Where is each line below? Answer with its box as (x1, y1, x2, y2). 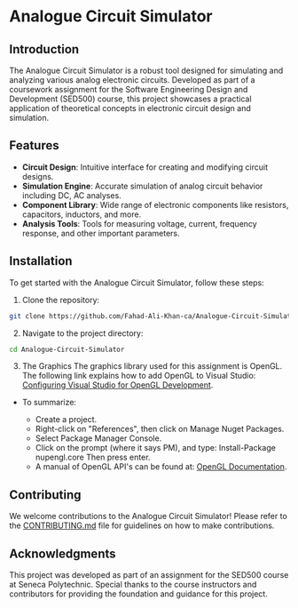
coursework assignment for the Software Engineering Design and (9, 84, 248, 94)
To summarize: (21, 397, 77, 408)
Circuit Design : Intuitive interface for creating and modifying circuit (21, 162, 269, 172)
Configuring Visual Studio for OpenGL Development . (21, 380, 214, 390)
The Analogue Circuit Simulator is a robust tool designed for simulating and (9, 65, 284, 76)
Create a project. (35, 414, 98, 425)
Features (9, 138, 59, 153)
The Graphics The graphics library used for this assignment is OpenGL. (21, 361, 283, 372)
